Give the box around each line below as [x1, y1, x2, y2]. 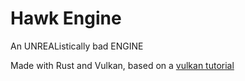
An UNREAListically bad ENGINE [10, 40, 144, 52]
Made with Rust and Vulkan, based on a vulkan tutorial [10, 59, 235, 71]
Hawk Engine [10, 7, 122, 30]
